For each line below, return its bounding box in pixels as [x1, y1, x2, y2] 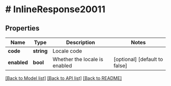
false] [113, 62, 127, 69]
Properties [5, 24, 40, 33]
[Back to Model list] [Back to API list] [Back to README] [5, 75, 122, 81]
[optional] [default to [113, 56, 163, 63]
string [33, 47, 48, 54]
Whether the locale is [52, 56, 103, 63]
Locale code [52, 47, 82, 54]
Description [66, 39, 95, 46]
